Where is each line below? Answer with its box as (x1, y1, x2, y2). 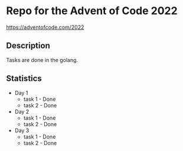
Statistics (6, 74, 43, 84)
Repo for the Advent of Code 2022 (6, 4, 178, 18)
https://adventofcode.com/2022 (6, 24, 84, 31)
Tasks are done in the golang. (6, 56, 79, 63)
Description (6, 41, 50, 51)
